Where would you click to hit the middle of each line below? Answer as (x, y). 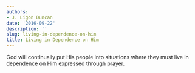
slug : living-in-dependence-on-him (51, 34)
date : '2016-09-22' (31, 23)
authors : (17, 12)
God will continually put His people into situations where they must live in (98, 57)
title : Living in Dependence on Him (53, 40)
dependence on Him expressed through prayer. (66, 63)
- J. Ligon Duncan (29, 17)
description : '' (27, 29)
